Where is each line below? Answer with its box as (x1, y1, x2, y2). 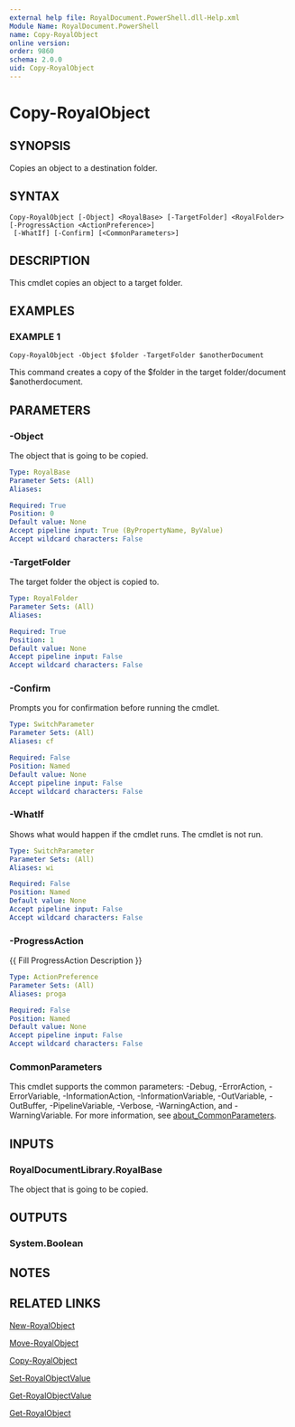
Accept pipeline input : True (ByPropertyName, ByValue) (9, 526, 224, 535)
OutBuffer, (9, 1101, 48, 1111)
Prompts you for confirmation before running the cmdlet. (9, 703, 220, 713)
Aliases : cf (9, 737, 54, 746)
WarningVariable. (9, 1110, 74, 1121)
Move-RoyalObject (9, 1337, 79, 1348)
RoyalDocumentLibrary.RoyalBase (9, 1163, 163, 1176)
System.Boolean (9, 1237, 84, 1250)
